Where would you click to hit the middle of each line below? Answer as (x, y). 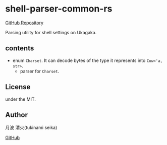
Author (16, 115)
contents (20, 48)
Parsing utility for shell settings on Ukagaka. (51, 32)
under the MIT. (21, 99)
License (18, 87)
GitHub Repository (24, 23)
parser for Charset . (40, 71)
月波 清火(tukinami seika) (31, 128)
